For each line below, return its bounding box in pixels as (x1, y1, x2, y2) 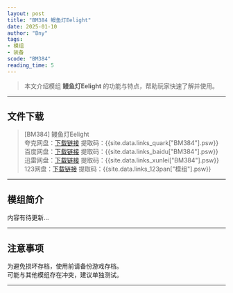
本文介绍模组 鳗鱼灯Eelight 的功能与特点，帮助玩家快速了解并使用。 (24, 81, 218, 90)
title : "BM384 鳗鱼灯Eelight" (7, 17, 92, 24)
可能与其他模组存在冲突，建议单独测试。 (7, 271, 123, 279)
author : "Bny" (7, 29, 49, 37)
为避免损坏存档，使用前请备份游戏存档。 (7, 262, 123, 271)
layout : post (7, 10, 45, 17)
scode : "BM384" (7, 56, 51, 62)
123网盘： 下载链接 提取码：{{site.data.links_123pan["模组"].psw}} (24, 165, 212, 174)
